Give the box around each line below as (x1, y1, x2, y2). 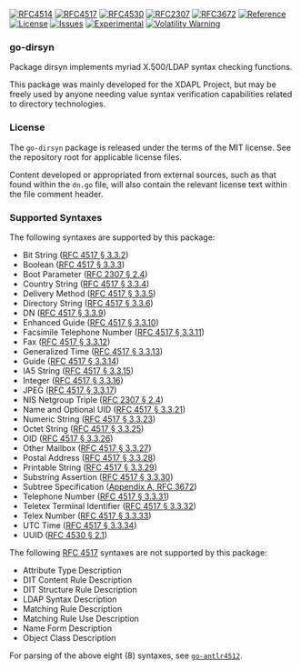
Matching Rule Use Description (22, 613, 139, 624)
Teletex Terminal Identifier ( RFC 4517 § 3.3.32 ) (22, 500, 197, 511)
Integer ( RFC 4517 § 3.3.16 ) (22, 375, 125, 385)
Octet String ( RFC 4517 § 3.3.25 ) (22, 423, 145, 434)
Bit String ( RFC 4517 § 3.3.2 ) (22, 249, 129, 260)
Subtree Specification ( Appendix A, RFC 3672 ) (22, 481, 197, 492)
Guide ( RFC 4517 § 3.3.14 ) (22, 355, 120, 366)
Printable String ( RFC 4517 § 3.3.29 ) (22, 462, 157, 473)
